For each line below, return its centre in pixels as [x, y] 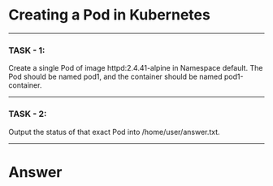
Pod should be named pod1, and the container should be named [115, 77]
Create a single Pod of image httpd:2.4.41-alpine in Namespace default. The [136, 68]
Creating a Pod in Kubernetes [110, 15]
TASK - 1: [27, 50]
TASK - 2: [28, 114]
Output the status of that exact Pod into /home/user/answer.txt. [115, 132]
